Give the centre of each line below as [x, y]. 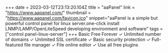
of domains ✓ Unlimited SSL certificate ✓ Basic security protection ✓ [78, 39]
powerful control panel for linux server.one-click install [62, 23]
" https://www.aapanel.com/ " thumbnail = [48, 13]
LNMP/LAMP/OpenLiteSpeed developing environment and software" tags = [84, 29]
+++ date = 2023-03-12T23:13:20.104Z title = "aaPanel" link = [70, 7]
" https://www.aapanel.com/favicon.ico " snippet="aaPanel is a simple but [81, 18]
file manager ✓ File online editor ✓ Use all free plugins [81, 45]
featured [14, 45]
